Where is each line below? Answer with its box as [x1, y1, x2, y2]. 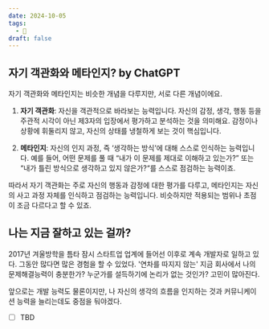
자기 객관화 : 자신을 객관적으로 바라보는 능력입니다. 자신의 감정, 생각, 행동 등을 [19, 106, 262, 116]
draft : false [8, 34, 52, 43]
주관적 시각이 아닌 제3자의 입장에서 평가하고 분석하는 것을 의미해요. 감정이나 [19, 116, 259, 125]
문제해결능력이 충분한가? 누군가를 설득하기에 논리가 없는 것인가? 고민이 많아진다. [8, 269, 260, 278]
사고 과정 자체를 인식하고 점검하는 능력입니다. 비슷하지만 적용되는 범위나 [16, 191, 243, 200]
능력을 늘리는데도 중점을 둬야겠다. [16, 296, 122, 306]
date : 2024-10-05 [8, 11, 67, 20]
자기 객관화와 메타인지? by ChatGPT [8, 66, 181, 80]
